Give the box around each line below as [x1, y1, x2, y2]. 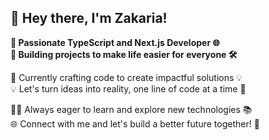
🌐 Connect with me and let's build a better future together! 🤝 [10, 117, 260, 130]
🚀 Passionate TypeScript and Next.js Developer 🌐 [10, 36, 220, 48]
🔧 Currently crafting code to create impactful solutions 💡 [10, 71, 243, 83]
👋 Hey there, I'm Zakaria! [10, 10, 168, 27]
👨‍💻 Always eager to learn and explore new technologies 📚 [10, 103, 253, 115]
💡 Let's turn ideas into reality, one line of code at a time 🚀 [10, 82, 247, 95]
